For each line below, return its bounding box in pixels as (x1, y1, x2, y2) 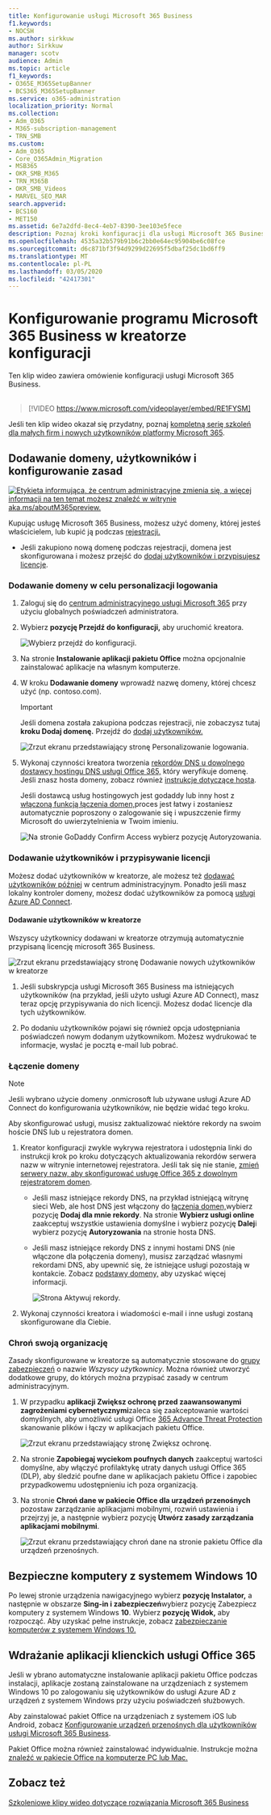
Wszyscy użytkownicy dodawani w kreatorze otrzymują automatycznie (8, 933, 244, 943)
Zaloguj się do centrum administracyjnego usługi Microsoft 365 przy (19, 598, 248, 608)
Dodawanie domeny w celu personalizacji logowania (8, 580, 219, 591)
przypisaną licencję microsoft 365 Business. (8, 941, 156, 951)
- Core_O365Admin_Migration (8, 154, 103, 163)
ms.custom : (8, 139, 45, 148)
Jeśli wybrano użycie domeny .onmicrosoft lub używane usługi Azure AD (8, 1095, 252, 1104)
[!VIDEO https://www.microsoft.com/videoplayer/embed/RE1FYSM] (27, 403, 252, 413)
